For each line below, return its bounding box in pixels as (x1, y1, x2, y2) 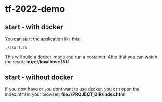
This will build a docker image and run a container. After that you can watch (5, 54, 158, 60)
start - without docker (5, 73, 73, 82)
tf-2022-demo (5, 3, 65, 15)
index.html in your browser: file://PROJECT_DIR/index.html (5, 91, 126, 97)
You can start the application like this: (5, 36, 81, 41)
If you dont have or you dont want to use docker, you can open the (5, 86, 139, 92)
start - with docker (5, 23, 63, 31)
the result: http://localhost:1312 (5, 59, 70, 64)
